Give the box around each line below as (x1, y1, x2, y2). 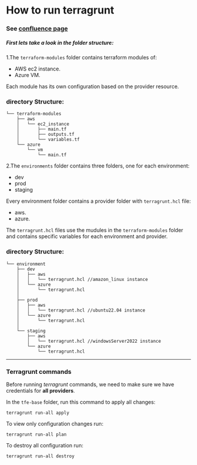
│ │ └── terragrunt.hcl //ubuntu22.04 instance (16, 307, 145, 313)
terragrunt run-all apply (6, 410, 69, 416)
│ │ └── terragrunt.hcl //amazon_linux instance (16, 276, 148, 282)
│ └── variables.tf (16, 136, 80, 143)
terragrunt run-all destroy (6, 453, 75, 459)
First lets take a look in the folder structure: (6, 39, 114, 46)
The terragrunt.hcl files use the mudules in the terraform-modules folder (6, 227, 184, 234)
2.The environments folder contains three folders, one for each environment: (6, 162, 190, 169)
